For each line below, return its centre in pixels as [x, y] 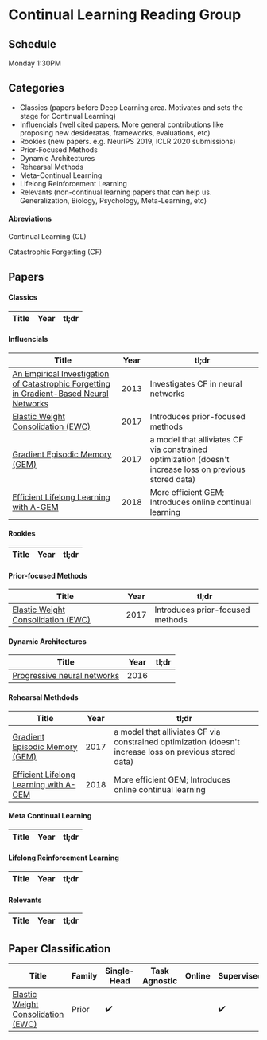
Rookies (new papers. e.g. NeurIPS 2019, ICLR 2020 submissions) [128, 141]
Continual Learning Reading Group [125, 15]
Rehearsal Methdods [43, 697]
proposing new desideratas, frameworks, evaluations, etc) [115, 132]
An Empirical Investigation [61, 374]
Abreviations [30, 219]
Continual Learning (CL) [47, 237]
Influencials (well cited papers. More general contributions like [122, 124]
